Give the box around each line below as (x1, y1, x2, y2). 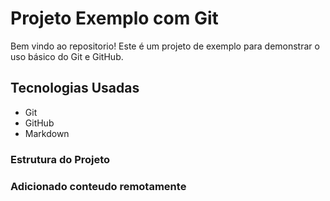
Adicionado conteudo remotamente (10, 179, 187, 193)
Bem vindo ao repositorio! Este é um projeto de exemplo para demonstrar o (10, 40, 320, 52)
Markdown (24, 127, 70, 139)
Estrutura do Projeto (10, 152, 111, 166)
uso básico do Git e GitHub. (10, 50, 124, 62)
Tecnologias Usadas (10, 80, 140, 97)
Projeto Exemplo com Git (10, 7, 219, 30)
